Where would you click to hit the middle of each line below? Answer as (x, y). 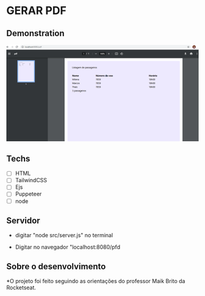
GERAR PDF (37, 11)
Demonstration (36, 33)
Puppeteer (28, 194)
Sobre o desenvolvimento (56, 266)
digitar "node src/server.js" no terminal (64, 235)
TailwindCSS (31, 180)
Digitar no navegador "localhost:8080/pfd (68, 247)
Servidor (23, 220)
